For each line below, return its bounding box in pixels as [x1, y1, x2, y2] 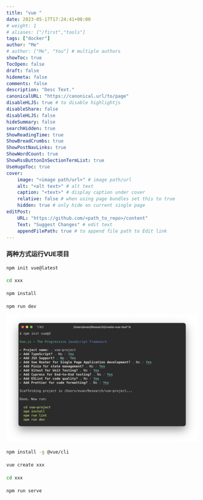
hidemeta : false [6, 74, 47, 80]
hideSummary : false [6, 119, 56, 125]
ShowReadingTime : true [6, 131, 64, 138]
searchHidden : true [6, 125, 56, 131]
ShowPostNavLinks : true [6, 145, 67, 151]
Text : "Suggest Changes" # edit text [17, 221, 113, 227]
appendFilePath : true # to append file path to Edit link [17, 228, 167, 234]
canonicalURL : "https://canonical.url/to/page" [6, 93, 129, 100]
